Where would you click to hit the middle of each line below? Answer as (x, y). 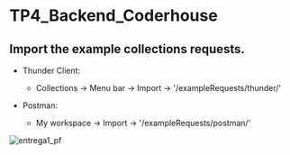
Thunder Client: (51, 70)
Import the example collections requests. (127, 49)
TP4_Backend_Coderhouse (113, 16)
